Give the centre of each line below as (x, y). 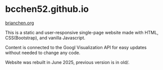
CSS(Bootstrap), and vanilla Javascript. (45, 38)
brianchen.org (20, 23)
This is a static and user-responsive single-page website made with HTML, (82, 32)
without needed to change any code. (43, 53)
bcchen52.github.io (47, 9)
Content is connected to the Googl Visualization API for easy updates (76, 47)
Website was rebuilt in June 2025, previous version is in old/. (67, 62)
